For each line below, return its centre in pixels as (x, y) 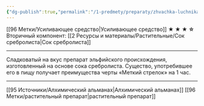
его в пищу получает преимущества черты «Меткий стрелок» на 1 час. (99, 72)
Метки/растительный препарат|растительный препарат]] (81, 96)
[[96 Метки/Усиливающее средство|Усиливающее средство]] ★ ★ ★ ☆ (100, 29)
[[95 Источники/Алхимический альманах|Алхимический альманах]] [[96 (101, 90)
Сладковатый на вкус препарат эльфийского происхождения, (87, 59)
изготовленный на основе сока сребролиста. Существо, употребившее (99, 66)
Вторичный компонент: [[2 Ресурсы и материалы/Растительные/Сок (96, 35)
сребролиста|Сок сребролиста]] (49, 42)
